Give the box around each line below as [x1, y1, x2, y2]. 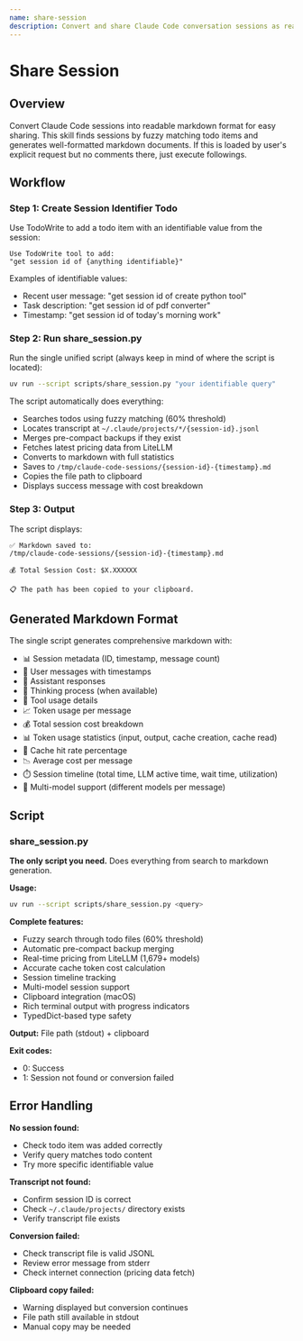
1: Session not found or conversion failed [22, 1072, 174, 1083]
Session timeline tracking [22, 972, 116, 983]
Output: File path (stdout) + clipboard [9, 1028, 150, 1039]
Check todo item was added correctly [22, 1139, 163, 1150]
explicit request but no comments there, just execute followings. [9, 149, 248, 160]
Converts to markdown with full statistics [22, 452, 175, 462]
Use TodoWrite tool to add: [9, 250, 115, 259]
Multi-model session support [22, 981, 131, 992]
